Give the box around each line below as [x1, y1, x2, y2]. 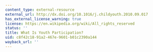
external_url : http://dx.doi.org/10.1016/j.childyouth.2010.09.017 [5, 12, 149, 17]
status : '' [5, 26, 28, 31]
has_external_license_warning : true [5, 16, 81, 21]
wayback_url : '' [5, 40, 39, 45]
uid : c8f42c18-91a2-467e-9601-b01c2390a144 [5, 35, 97, 40]
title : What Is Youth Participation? [5, 30, 84, 35]
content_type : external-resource [5, 7, 75, 12]
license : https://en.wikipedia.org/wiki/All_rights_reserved [5, 21, 135, 26]
